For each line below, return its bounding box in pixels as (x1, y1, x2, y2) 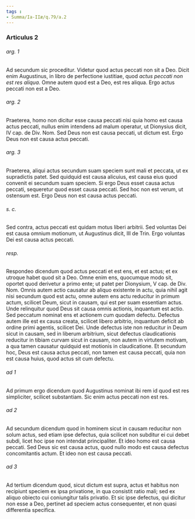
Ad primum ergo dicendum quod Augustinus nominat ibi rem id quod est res (6, 387, 189, 394)
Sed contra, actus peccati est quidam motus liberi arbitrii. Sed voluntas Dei (6, 224, 186, 231)
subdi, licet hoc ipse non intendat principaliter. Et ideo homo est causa (6, 437, 176, 444)
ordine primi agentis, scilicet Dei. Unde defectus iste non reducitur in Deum (6, 324, 187, 331)
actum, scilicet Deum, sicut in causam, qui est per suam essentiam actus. (6, 299, 183, 306)
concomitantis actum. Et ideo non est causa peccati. (6, 450, 133, 457)
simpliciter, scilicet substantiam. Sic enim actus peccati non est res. (6, 393, 169, 400)
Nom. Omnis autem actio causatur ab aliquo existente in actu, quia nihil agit (6, 286, 188, 294)
